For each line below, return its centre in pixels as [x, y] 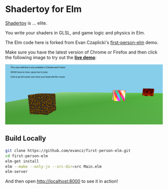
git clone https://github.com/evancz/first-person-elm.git [68, 150]
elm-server [16, 172]
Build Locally [26, 138]
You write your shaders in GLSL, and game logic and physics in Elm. [75, 32]
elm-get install [22, 161]
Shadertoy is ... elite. [26, 23]
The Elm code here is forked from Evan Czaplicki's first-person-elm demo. [82, 42]
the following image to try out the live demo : [51, 57]
